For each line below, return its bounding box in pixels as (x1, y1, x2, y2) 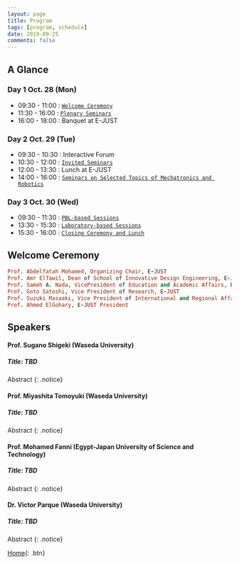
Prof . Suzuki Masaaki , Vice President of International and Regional (7, 294, 218, 302)
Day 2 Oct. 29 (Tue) (7, 134, 76, 143)
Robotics (17, 181, 44, 188)
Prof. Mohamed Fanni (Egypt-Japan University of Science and (7, 442, 194, 450)
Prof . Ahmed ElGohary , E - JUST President (7, 301, 129, 308)
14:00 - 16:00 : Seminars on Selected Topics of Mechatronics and (17, 173, 212, 182)
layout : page (7, 10, 46, 18)
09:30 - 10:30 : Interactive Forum (17, 151, 115, 159)
